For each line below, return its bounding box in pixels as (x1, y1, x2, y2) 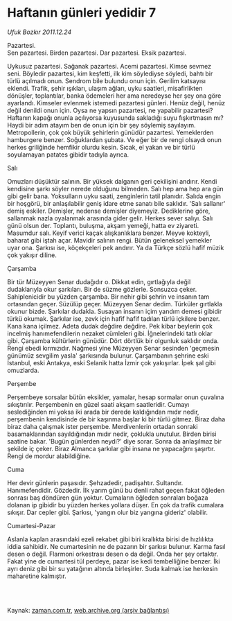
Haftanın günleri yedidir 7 (7, 5, 157, 21)
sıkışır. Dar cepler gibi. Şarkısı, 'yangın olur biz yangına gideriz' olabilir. (7, 508, 208, 516)
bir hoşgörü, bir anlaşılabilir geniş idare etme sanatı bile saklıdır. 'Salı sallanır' (7, 199, 226, 207)
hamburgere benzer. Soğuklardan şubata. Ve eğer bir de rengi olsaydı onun (7, 135, 222, 143)
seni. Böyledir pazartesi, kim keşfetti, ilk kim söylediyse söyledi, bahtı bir (7, 69, 213, 78)
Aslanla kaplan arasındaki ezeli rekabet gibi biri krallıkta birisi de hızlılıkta (7, 535, 214, 543)
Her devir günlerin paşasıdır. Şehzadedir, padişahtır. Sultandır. (7, 478, 184, 487)
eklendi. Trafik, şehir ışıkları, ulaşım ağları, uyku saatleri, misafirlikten (7, 84, 203, 92)
